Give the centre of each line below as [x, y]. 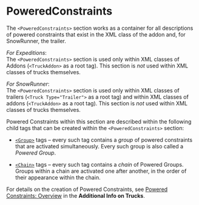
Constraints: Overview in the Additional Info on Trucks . [76, 195]
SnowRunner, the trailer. [36, 41]
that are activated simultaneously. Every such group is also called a [99, 146]
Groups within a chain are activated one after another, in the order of [101, 171]
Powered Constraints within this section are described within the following [99, 121]
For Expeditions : [27, 52]
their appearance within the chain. [58, 177]
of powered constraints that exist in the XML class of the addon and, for [96, 34]
